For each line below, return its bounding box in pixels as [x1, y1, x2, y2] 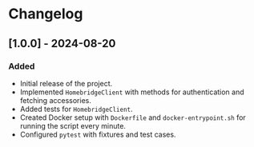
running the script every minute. [19, 121, 127, 130]
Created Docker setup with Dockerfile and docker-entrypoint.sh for [19, 113, 246, 122]
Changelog [8, 5, 83, 23]
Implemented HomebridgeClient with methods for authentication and [19, 87, 244, 97]
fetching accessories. [19, 95, 92, 105]
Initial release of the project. [19, 78, 113, 88]
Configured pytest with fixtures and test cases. [19, 129, 176, 139]
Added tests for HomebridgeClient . [19, 104, 134, 113]
